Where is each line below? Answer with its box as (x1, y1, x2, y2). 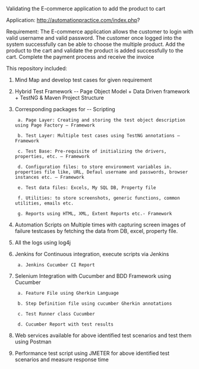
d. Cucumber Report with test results (17, 321, 114, 327)
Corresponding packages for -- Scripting (14, 106, 116, 112)
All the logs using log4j (14, 239, 71, 246)
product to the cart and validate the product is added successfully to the (6, 47, 184, 54)
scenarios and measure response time (14, 356, 109, 363)
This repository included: (6, 65, 67, 72)
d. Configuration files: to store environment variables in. (17, 164, 172, 170)
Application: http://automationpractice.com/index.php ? (6, 17, 140, 23)
